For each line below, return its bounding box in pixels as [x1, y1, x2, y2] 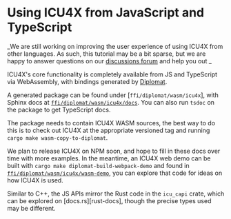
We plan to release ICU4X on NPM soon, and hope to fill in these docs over [7, 147, 221, 155]
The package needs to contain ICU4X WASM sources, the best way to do [7, 118, 216, 127]
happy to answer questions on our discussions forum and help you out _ [7, 56, 212, 65]
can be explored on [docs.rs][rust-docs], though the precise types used [7, 196, 212, 205]
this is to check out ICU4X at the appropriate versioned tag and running [7, 126, 210, 134]
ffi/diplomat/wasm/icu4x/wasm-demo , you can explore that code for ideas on [7, 169, 223, 177]
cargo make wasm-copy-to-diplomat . [7, 133, 108, 142]
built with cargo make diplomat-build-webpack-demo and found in [7, 161, 190, 169]
